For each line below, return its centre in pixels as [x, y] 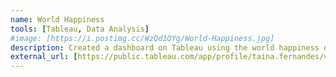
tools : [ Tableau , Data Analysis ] [80, 29]
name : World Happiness [57, 19]
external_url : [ [44, 57]
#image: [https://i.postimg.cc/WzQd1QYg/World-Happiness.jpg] [142, 38]
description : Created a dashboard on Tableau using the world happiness [165, 47]
